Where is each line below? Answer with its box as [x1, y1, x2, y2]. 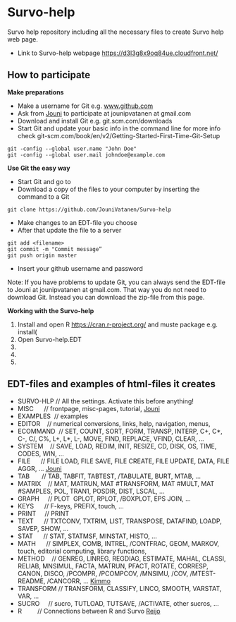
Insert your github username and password [17, 264, 143, 272]
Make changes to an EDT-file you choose [17, 218, 137, 226]
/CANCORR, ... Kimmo [46, 576, 111, 585]
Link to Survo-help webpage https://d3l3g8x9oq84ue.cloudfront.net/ [17, 49, 218, 57]
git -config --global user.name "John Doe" [7, 145, 137, 152]
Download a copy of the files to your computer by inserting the [17, 185, 200, 193]
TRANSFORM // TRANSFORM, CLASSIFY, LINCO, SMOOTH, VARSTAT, [17, 584, 222, 592]
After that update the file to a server [17, 226, 122, 234]
